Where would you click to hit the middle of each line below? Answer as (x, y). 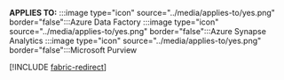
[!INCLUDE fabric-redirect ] (58, 67)
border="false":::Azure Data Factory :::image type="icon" (114, 22)
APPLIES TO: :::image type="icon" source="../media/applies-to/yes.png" (142, 13)
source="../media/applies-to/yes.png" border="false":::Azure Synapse (138, 31)
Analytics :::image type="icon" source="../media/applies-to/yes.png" (135, 40)
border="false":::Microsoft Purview (73, 50)
